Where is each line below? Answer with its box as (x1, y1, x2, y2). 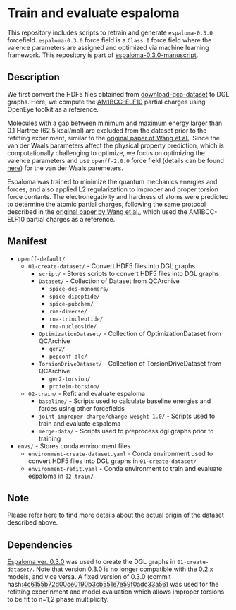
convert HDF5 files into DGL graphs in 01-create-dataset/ (27, 457, 197, 465)
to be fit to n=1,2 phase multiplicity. (7, 595, 109, 604)
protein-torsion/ (49, 383, 100, 390)
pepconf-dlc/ (49, 353, 88, 360)
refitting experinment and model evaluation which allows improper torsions (7, 587, 225, 596)
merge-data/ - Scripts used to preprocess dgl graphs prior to (38, 426, 214, 435)
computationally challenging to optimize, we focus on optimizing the (7, 148, 206, 157)
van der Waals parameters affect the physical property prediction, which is (7, 141, 224, 150)
